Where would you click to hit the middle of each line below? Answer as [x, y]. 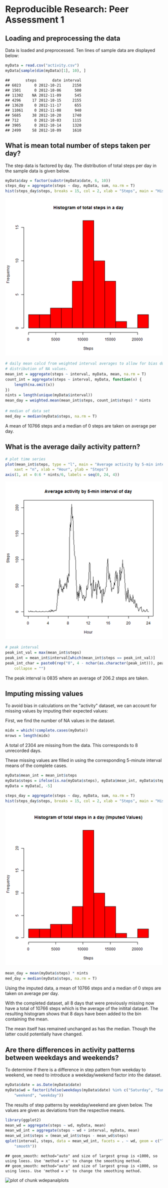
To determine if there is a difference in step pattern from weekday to [75, 1069]
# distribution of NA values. [37, 369]
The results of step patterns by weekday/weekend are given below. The [79, 1105]
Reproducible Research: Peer [67, 9]
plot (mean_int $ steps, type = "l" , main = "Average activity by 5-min [79, 464]
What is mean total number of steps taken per [78, 146]
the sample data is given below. [37, 170]
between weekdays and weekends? [62, 1058]
